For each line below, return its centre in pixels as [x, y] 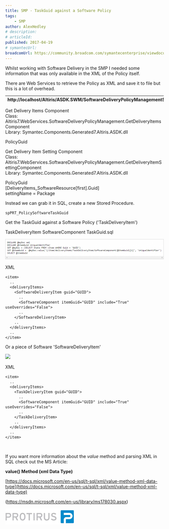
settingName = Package [30, 193]
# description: [21, 32]
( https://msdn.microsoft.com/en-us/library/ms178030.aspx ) [67, 501]
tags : [11, 16]
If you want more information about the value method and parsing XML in [81, 456]
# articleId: [19, 37]
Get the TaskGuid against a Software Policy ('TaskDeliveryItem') [71, 222]
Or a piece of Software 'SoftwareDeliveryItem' [53, 347]
